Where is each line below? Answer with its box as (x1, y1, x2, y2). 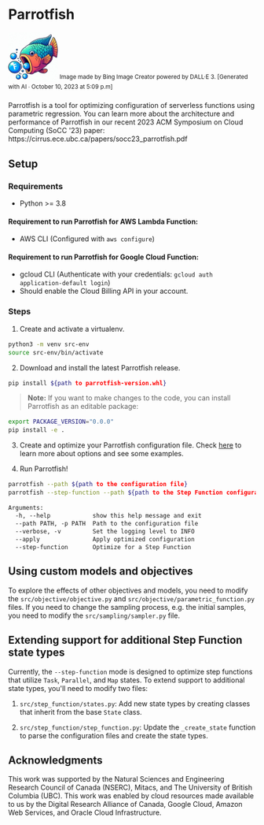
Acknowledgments (8, 753, 104, 767)
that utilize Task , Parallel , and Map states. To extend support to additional (8, 675, 245, 685)
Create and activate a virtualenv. (19, 324, 125, 333)
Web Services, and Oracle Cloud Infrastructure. (8, 808, 162, 817)
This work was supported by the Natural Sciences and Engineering (8, 775, 225, 784)
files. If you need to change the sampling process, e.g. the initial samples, (8, 602, 247, 611)
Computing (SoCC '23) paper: (8, 126, 105, 136)
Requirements (8, 180, 64, 191)
